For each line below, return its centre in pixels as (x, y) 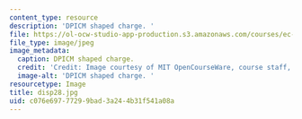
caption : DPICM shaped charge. (76, 59)
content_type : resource (54, 17)
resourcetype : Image (48, 84)
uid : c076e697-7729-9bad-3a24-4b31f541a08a (92, 101)
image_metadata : (40, 51)
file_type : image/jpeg (52, 42)
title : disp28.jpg (44, 92)
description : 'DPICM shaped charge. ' (82, 26)
